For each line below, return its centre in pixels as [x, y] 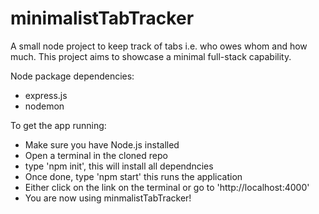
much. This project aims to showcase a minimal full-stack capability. [151, 56]
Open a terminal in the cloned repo [96, 155]
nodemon [44, 106]
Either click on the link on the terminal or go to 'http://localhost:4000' [167, 187]
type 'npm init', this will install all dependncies [119, 166]
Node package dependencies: [72, 76]
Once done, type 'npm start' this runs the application [133, 176]
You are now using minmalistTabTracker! [108, 198]
